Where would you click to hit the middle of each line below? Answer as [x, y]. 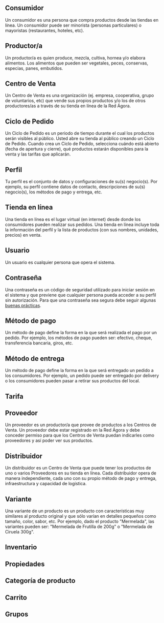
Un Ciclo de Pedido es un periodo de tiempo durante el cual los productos [80, 133]
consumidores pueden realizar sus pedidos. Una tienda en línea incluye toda [82, 224]
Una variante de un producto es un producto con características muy [75, 511]
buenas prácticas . [23, 305]
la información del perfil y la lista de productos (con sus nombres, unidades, [82, 230]
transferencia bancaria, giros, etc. [39, 343]
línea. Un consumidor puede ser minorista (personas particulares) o [73, 25]
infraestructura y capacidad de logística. [46, 484]
